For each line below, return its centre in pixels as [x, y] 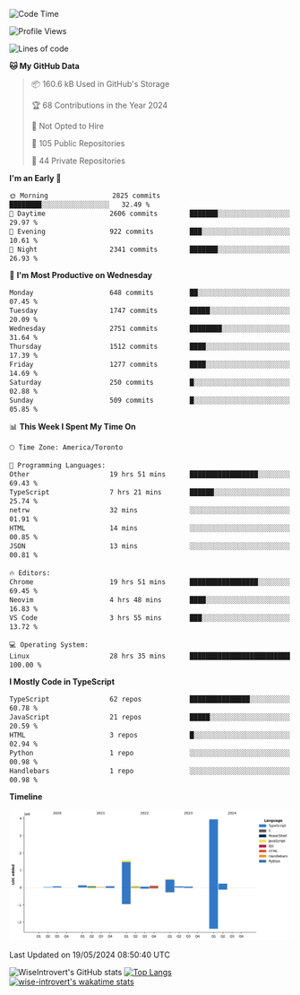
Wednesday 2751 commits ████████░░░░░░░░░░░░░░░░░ [150, 328]
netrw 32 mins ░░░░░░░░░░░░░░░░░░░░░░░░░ [150, 511]
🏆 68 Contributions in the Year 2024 [99, 105]
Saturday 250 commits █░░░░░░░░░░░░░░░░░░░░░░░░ [150, 382]
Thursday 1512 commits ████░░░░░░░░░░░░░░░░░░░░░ [150, 346]
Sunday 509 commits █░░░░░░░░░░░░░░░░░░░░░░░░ [150, 400]
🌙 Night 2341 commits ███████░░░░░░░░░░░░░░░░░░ [150, 249]
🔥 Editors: [30, 573]
